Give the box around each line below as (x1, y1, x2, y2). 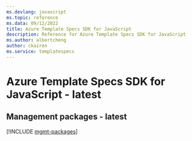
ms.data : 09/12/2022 (6, 20, 59, 26)
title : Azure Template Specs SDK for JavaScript (6, 26, 132, 32)
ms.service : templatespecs (6, 49, 75, 55)
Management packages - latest (6, 112, 128, 122)
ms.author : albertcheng (6, 37, 67, 43)
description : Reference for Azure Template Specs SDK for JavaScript (6, 32, 187, 38)
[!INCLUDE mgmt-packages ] (6, 128, 78, 135)
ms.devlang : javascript (6, 9, 67, 15)
